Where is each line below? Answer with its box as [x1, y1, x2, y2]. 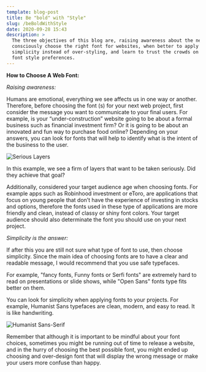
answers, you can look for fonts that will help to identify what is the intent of [6, 134, 198, 142]
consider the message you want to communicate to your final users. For [6, 108, 188, 115]
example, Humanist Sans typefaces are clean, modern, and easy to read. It [6, 302, 195, 310]
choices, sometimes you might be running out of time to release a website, [6, 339, 195, 347]
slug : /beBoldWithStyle [6, 20, 67, 26]
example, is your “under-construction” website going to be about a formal [6, 115, 193, 122]
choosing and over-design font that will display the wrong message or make [6, 352, 198, 360]
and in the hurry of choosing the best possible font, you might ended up [6, 346, 188, 353]
